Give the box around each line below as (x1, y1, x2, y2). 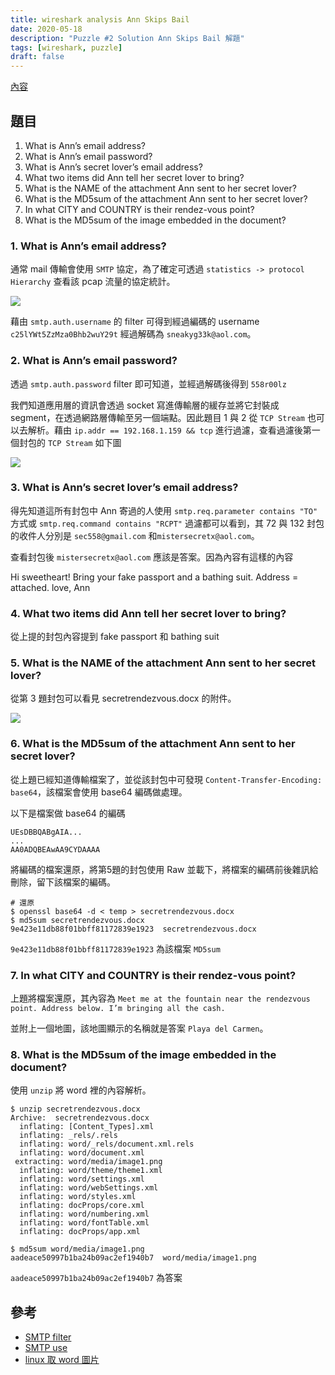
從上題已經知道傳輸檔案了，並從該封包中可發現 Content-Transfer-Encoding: (10, 773, 323, 785)
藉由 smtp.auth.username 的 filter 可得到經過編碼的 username (10, 316, 260, 328)
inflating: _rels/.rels (19, 1131, 118, 1141)
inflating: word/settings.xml (19, 1174, 145, 1185)
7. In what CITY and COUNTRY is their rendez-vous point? (10, 968, 297, 982)
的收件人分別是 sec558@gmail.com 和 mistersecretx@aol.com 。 (10, 529, 260, 541)
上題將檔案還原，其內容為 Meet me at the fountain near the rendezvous (10, 992, 311, 1005)
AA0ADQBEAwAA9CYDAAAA (10, 844, 101, 855)
